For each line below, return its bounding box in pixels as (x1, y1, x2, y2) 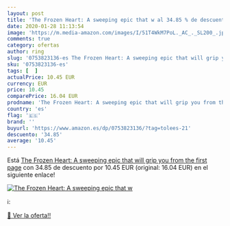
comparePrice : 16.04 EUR (7, 93, 78, 100)
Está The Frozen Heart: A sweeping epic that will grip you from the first (7, 156, 207, 164)
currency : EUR (7, 80, 48, 87)
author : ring (7, 49, 44, 55)
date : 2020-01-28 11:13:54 (7, 23, 84, 29)
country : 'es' (7, 105, 48, 112)
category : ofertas (7, 42, 60, 49)
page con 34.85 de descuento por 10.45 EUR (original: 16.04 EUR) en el (7, 164, 209, 172)
